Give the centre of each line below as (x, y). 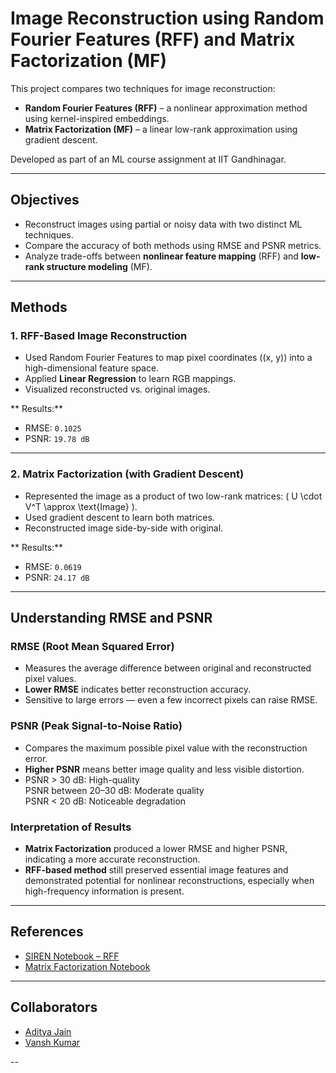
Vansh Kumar (52, 1042)
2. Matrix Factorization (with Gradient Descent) (127, 474)
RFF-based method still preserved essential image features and (156, 870)
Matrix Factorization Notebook (87, 966)
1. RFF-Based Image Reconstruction (99, 336)
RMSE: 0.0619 (53, 566)
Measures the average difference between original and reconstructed (168, 668)
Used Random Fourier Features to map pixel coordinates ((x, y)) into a (168, 358)
